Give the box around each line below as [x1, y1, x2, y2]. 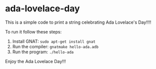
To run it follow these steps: [5, 29, 62, 34]
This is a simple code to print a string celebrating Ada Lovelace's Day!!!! [5, 19, 152, 25]
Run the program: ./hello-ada [12, 49, 74, 55]
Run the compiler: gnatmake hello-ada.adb [12, 43, 99, 49]
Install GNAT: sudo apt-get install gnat [12, 38, 96, 44]
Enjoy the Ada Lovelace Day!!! [5, 58, 66, 64]
